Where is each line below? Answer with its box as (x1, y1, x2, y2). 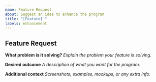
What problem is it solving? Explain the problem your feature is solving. (5, 52, 152, 58)
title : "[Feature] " (5, 16, 48, 21)
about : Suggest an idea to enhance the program (5, 12, 105, 17)
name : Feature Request (5, 7, 52, 12)
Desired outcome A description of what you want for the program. (5, 62, 140, 68)
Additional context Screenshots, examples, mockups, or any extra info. (5, 71, 151, 77)
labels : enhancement (5, 21, 48, 26)
